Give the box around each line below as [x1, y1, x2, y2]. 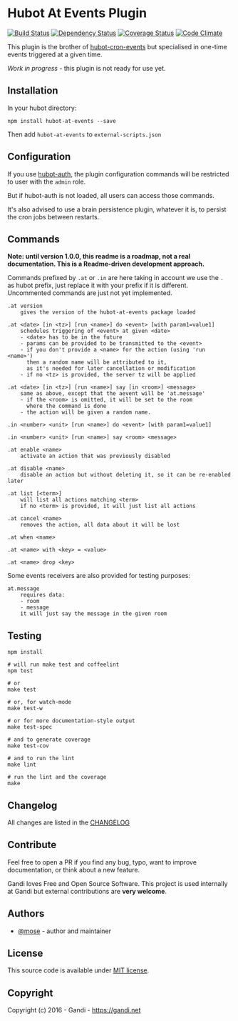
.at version [7, 302, 43, 310]
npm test [7, 667, 33, 674]
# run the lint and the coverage [7, 774, 107, 781]
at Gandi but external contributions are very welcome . [7, 887, 167, 895]
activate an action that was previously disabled [20, 452, 171, 460]
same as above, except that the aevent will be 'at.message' [20, 390, 205, 397]
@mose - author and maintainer [17, 927, 112, 935]
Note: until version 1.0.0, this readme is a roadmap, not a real [7, 252, 191, 261]
